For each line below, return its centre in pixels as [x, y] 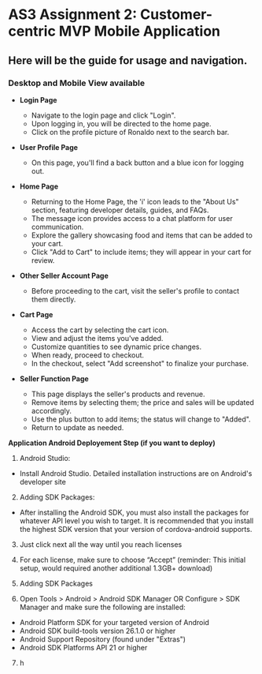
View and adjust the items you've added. [97, 338]
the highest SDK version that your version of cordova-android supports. [136, 529]
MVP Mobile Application [140, 31]
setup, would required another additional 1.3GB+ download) [116, 568]
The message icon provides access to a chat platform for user [132, 218]
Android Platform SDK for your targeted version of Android [114, 622]
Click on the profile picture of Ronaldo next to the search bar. [130, 132]
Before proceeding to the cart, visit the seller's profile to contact [135, 290]
